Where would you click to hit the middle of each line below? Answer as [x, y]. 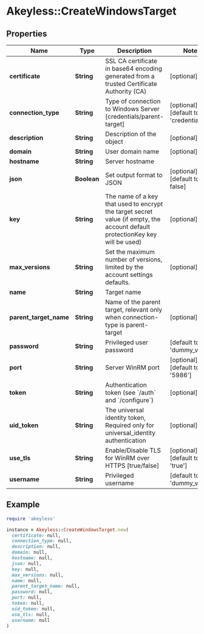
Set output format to [134, 175]
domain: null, [29, 552]
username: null [31, 620]
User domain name [132, 152]
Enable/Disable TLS [133, 450]
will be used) [124, 242]
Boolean [87, 179]
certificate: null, [36, 535]
